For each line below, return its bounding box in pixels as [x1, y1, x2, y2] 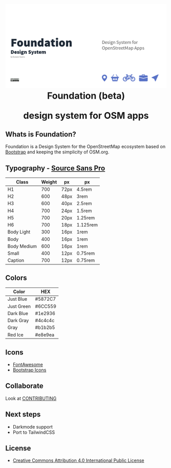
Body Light [7, 229, 31, 235]
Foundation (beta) [47, 90, 125, 101]
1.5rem [76, 208, 92, 214]
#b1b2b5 [35, 324, 55, 330]
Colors [5, 274, 27, 282]
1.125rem [76, 222, 98, 228]
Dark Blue [7, 310, 28, 316]
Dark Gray [7, 318, 29, 324]
